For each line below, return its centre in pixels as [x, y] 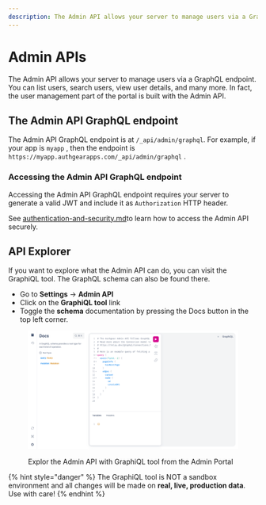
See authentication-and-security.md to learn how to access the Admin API [129, 218]
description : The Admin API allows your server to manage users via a [127, 17]
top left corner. [44, 319]
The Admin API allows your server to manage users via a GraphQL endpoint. [133, 78]
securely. [23, 227]
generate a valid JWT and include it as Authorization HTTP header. [118, 203]
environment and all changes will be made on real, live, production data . [127, 486]
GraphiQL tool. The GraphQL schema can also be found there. [109, 279]
